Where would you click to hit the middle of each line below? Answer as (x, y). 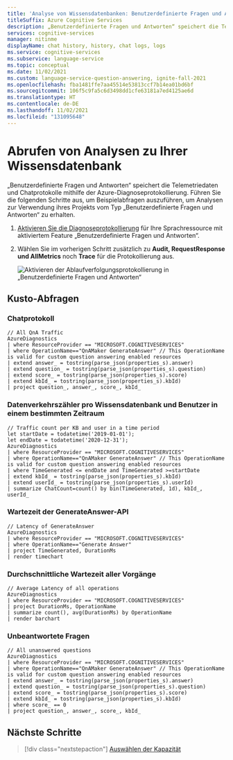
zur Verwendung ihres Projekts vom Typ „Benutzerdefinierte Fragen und (110, 207)
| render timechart (35, 556)
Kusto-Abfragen (43, 299)
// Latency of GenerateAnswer (51, 526)
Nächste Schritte (44, 732)
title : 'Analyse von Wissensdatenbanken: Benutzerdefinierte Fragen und (114, 14)
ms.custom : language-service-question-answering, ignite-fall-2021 (107, 78)
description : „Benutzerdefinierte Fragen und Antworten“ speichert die (113, 26)
